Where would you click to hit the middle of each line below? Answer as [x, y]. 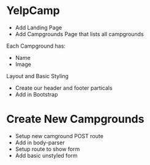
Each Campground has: [36, 46]
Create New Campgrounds [75, 119]
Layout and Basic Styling [38, 76]
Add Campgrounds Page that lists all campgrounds [79, 34]
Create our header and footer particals [64, 88]
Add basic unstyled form [46, 155]
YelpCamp [33, 11]
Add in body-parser [40, 142]
